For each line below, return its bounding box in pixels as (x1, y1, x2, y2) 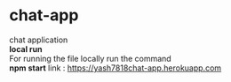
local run (9, 43, 43, 54)
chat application (9, 34, 68, 45)
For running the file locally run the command (9, 53, 171, 63)
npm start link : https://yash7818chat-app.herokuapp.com (9, 63, 222, 73)
